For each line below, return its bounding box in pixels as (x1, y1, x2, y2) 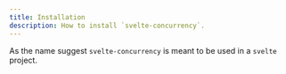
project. (9, 55, 38, 65)
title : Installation (9, 12, 86, 22)
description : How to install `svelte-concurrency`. (9, 21, 205, 30)
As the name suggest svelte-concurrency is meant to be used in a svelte (9, 45, 278, 55)
